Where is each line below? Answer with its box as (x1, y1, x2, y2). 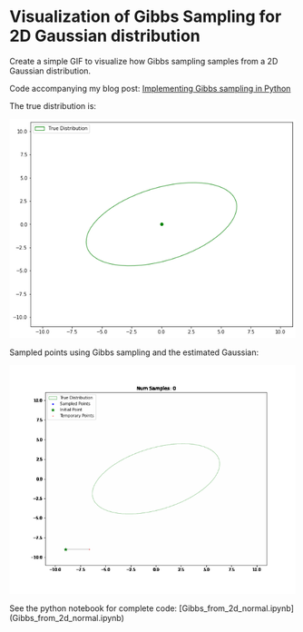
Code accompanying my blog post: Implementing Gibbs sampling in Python (9, 83, 291, 94)
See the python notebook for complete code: (9, 602, 178, 614)
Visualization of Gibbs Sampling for (9, 6, 282, 27)
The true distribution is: (9, 100, 97, 111)
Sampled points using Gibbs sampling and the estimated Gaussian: (9, 347, 259, 358)
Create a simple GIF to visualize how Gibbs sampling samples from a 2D (9, 55, 279, 66)
